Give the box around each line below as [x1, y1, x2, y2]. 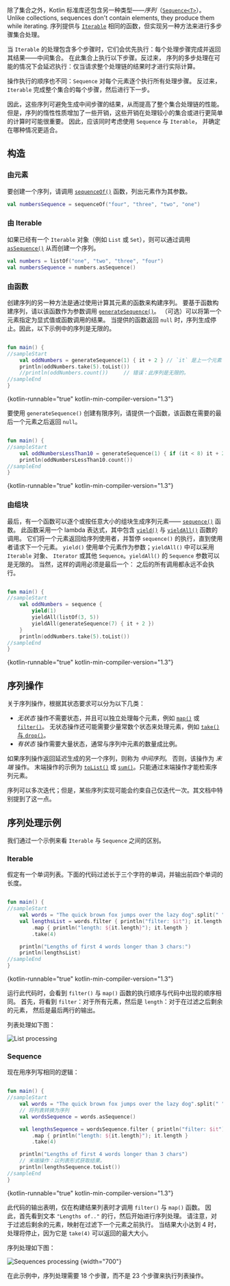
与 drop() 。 [16, 731, 50, 740]
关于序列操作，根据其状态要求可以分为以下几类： [7, 700, 145, 708]
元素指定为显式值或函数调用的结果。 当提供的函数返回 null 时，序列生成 [7, 315, 211, 324]
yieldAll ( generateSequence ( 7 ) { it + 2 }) [31, 620, 155, 627]
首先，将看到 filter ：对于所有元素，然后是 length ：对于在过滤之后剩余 [20, 997, 223, 1006]
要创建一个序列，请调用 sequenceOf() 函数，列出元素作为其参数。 [7, 187, 192, 195]
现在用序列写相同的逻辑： [7, 1068, 79, 1076]
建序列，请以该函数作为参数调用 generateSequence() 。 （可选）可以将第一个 [7, 307, 222, 315]
